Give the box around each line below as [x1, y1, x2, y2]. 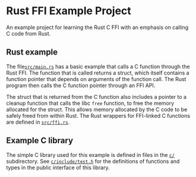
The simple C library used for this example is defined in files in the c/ [6, 151, 175, 158]
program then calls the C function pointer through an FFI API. [6, 82, 156, 89]
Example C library [6, 136, 73, 146]
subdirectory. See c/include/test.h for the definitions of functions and [6, 157, 180, 165]
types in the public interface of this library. [6, 164, 110, 171]
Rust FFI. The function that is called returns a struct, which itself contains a [6, 69, 189, 76]
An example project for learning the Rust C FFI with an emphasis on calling [6, 24, 189, 31]
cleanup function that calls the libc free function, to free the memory [6, 99, 175, 107]
